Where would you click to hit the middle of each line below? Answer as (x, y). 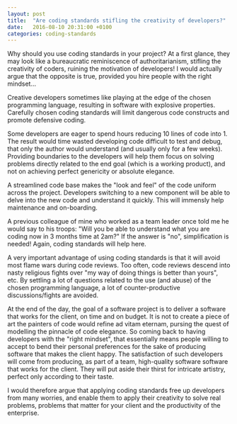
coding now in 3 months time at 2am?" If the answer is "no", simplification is (118, 236)
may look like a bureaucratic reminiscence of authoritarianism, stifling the (114, 62)
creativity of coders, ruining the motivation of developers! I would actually (115, 69)
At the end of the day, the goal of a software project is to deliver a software (117, 309)
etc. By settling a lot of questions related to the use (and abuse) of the (109, 280)
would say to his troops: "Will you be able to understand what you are (109, 229)
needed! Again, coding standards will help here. (77, 244)
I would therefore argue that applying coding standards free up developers (116, 391)
